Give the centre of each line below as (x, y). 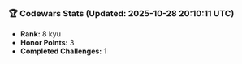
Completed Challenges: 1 (63, 51)
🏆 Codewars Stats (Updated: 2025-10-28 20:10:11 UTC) (121, 13)
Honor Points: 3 (47, 43)
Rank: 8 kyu (40, 34)
